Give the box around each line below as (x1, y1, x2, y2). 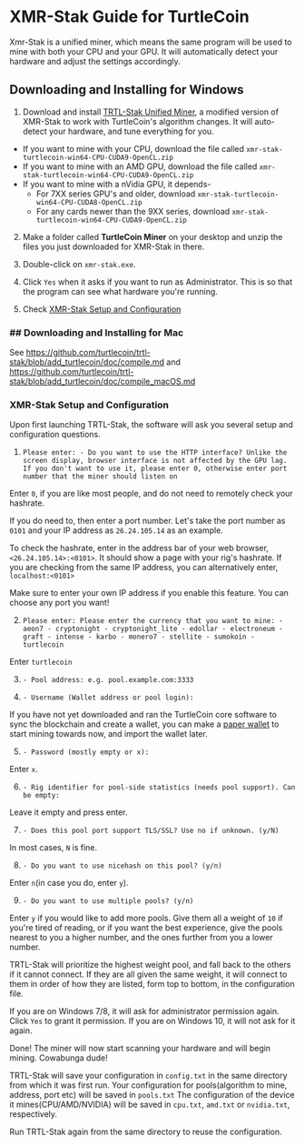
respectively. (9, 1109, 57, 1120)
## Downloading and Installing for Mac (9, 326, 184, 338)
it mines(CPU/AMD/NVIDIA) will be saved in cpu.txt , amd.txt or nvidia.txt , (9, 1099, 290, 1111)
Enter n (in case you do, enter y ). (9, 878, 129, 889)
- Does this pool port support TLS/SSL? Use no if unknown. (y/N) (22, 826, 280, 836)
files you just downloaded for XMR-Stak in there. (22, 241, 205, 252)
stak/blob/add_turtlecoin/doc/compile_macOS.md (9, 376, 196, 387)
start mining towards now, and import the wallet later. (9, 729, 208, 739)
